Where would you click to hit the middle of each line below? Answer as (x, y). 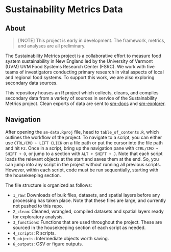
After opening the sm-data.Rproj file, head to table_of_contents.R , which (82, 132)
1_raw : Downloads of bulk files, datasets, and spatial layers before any (86, 195)
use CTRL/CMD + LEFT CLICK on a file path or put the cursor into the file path (84, 143)
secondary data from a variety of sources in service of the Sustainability (81, 98)
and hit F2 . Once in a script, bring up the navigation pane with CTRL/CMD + (82, 148)
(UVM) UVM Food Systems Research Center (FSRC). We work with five (80, 67)
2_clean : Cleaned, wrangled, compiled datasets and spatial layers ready (88, 211)
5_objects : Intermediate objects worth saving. (61, 238)
